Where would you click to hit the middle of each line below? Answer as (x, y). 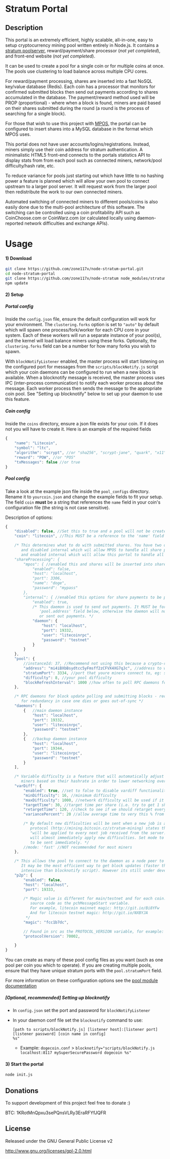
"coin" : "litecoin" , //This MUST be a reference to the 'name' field (89, 536)
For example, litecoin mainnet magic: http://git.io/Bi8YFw (95, 908)
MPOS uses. (18, 134)
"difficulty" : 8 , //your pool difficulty (68, 678)
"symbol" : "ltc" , (33, 448)
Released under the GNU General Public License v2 (59, 1141)
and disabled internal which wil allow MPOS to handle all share (91, 550)
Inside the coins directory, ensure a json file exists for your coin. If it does (82, 424)
